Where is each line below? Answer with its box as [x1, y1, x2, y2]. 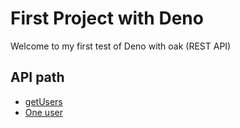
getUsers [24, 95, 63, 107]
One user [24, 106, 63, 118]
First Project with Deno [10, 7, 204, 30]
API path [10, 69, 65, 86]
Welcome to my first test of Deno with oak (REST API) [10, 40, 232, 52]
